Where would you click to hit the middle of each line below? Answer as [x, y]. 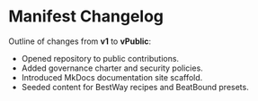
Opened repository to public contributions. [100, 58]
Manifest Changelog [86, 17]
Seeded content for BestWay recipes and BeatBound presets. [135, 87]
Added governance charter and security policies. [112, 68]
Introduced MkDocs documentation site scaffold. [112, 77]
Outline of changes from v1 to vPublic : [80, 41]
